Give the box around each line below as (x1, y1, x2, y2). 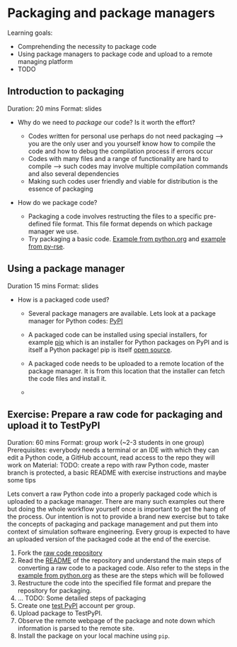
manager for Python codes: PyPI (28, 316, 123, 325)
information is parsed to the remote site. (17, 624, 134, 633)
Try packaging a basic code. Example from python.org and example (28, 234, 226, 243)
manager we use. (28, 227, 79, 236)
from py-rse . (28, 242, 65, 250)
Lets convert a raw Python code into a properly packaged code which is (7, 490, 218, 498)
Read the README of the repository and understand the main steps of (17, 556, 222, 565)
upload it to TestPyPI (7, 419, 100, 431)
